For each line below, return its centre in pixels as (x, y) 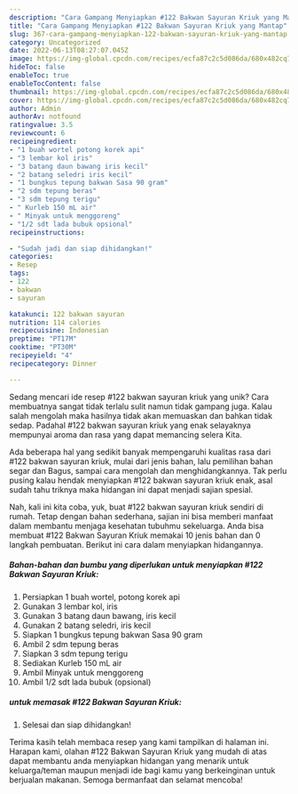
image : (21, 59)
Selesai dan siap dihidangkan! (76, 725)
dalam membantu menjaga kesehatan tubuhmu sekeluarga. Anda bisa (137, 525)
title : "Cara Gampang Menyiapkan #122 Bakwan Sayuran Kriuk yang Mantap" (149, 26)
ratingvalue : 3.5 (41, 125)
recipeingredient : (43, 141)
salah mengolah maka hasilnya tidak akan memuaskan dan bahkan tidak (141, 415)
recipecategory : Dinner (53, 364)
